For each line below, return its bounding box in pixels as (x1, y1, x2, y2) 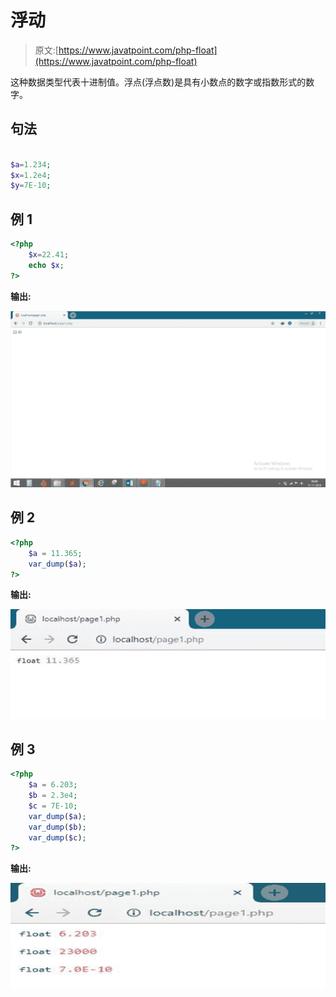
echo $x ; (28, 260, 65, 270)
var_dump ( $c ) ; (28, 832, 87, 843)
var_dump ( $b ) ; (28, 822, 87, 832)
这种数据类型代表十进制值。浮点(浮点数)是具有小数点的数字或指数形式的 (10, 76, 307, 88)
